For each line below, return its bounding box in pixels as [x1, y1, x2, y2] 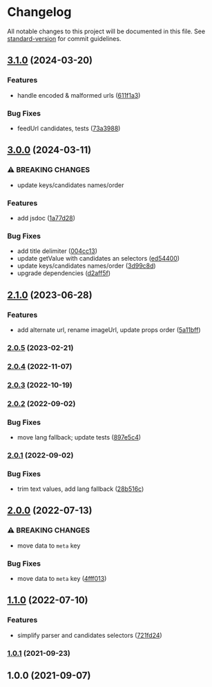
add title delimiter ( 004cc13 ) [17, 247, 98, 255]
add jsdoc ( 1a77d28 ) [17, 214, 76, 222]
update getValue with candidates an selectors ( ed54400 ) [17, 254, 180, 263]
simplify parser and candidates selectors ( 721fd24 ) [17, 631, 162, 639]
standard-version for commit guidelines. [7, 34, 122, 42]
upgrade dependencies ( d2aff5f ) [17, 269, 111, 277]
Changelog [7, 4, 72, 20]
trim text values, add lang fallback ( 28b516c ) [17, 485, 144, 493]
